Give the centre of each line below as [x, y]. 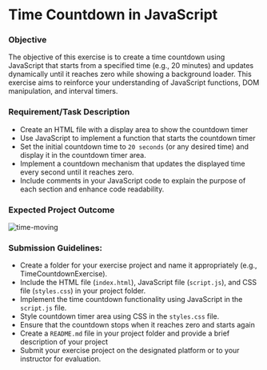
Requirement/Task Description [69, 112]
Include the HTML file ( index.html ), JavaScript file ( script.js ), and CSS [138, 283]
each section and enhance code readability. [92, 189]
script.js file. [43, 308]
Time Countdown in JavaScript [113, 15]
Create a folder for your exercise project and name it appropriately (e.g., [138, 265]
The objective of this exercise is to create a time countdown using [117, 57]
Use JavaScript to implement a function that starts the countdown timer [137, 138]
